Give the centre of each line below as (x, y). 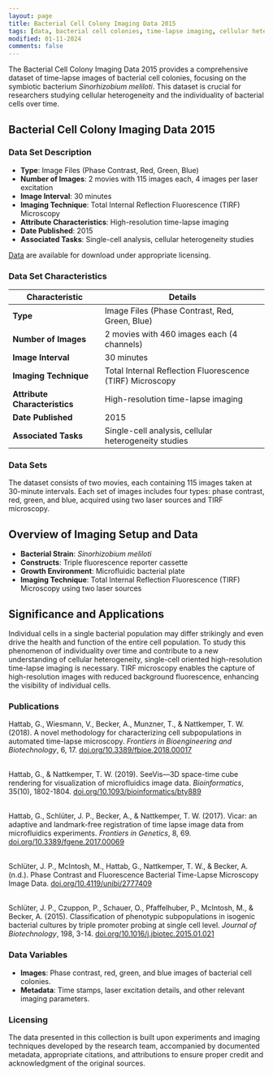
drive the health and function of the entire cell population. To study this (127, 642)
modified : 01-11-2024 (45, 39)
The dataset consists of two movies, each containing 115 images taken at (130, 483)
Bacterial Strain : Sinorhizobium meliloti (86, 554)
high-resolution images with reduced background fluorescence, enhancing (134, 677)
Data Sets (28, 466)
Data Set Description (50, 153)
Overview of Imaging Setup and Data (103, 534)
